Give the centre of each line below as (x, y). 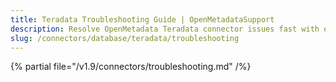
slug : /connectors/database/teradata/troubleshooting (125, 38)
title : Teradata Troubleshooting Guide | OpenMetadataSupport (142, 19)
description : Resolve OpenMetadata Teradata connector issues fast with (165, 29)
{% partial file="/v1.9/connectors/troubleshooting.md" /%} (131, 67)
